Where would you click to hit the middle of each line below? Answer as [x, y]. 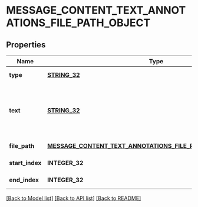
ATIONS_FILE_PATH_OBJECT [78, 23]
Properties [26, 45]
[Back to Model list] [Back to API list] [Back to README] [74, 198]
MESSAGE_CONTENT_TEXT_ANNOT [96, 10]
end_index [24, 180]
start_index [25, 163]
